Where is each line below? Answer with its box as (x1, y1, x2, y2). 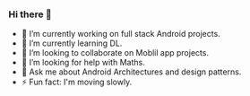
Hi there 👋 (8, 8, 53, 21)
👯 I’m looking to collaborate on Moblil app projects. (21, 48, 210, 58)
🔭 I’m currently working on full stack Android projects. (21, 29, 220, 39)
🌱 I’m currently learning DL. (21, 38, 123, 48)
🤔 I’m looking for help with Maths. (21, 57, 145, 68)
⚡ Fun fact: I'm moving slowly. (21, 76, 133, 88)
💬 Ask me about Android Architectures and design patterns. (21, 66, 242, 77)
